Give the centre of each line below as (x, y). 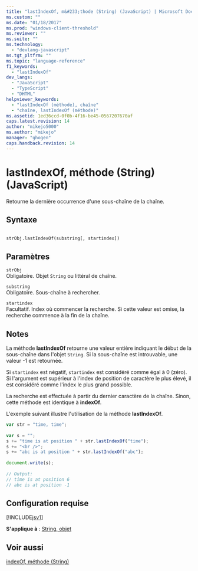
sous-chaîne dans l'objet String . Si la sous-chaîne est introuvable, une (92, 354)
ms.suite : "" (22, 39)
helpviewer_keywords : (33, 99)
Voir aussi (25, 547)
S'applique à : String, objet (39, 529)
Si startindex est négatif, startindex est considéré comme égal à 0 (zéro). (97, 372)
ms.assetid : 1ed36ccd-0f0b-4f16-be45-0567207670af (70, 116)
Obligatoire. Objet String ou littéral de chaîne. (61, 276)
